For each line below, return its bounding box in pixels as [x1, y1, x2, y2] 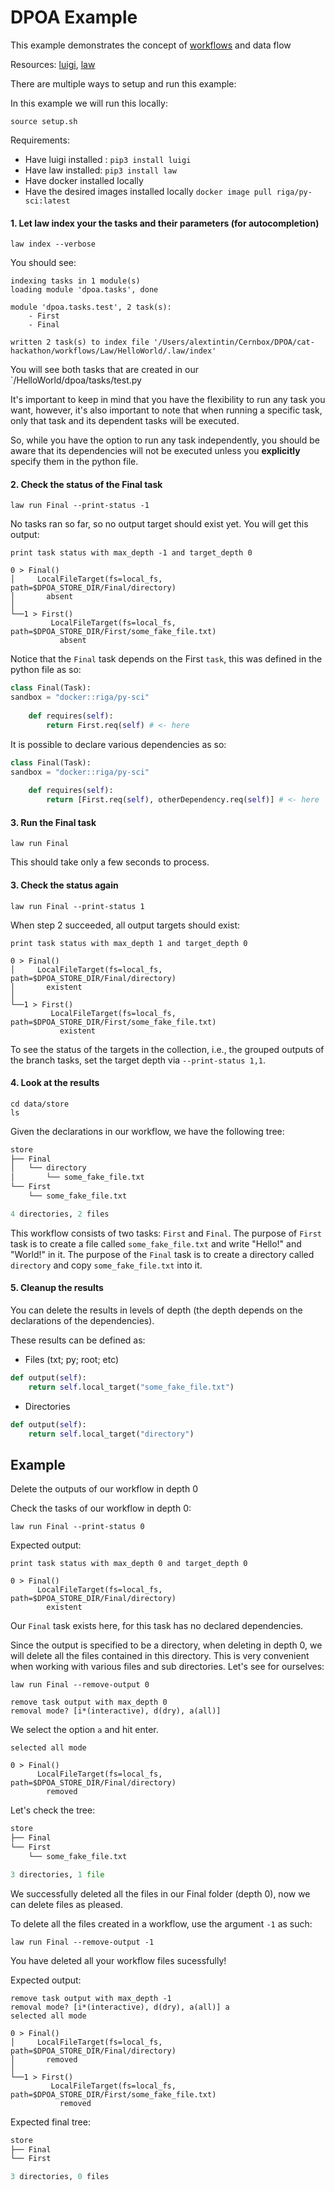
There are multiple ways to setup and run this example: [10, 77, 237, 90]
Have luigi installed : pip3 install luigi [24, 153, 192, 165]
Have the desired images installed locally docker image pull [24, 185, 273, 197]
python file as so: [10, 664, 82, 676]
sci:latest [24, 196, 71, 206]
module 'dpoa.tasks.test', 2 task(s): [10, 302, 172, 313]
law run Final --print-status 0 [10, 1522, 145, 1532]
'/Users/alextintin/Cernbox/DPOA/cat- [153, 337, 315, 348]
